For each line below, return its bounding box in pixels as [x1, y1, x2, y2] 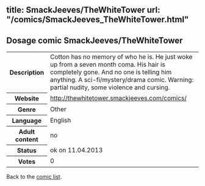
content [15, 135, 38, 143]
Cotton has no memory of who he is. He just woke [49, 53, 193, 61]
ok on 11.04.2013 [49, 146, 103, 154]
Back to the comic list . [6, 173, 62, 180]
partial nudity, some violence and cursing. [49, 83, 170, 92]
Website [14, 94, 40, 103]
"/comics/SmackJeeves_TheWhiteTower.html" [6, 15, 189, 25]
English [49, 116, 71, 124]
